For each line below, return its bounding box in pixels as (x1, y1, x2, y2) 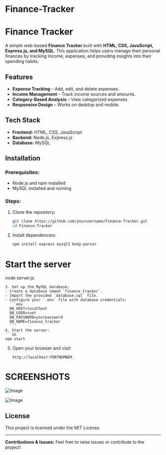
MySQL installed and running (12, 185, 72, 191)
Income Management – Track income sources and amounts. (12, 91, 136, 97)
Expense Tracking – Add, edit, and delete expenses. (12, 86, 120, 92)
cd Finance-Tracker (12, 223, 53, 228)
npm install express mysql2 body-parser (12, 242, 97, 247)
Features (5, 73, 33, 81)
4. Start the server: (5, 328, 50, 333)
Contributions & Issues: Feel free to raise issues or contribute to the (5, 439, 145, 445)
